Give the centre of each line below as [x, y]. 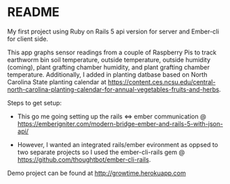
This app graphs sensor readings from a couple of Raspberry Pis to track [112, 52]
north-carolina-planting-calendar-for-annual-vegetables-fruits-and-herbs [113, 89]
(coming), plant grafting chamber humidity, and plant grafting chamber [109, 67]
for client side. [28, 38]
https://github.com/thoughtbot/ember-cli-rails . [84, 159]
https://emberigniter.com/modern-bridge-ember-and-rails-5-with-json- [120, 123]
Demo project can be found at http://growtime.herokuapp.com [97, 173]
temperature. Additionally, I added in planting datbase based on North [107, 75]
